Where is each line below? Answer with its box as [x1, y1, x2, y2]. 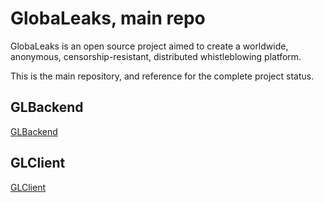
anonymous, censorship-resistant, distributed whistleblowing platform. [10, 50, 302, 62]
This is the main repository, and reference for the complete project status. [10, 70, 315, 82]
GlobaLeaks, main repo [10, 7, 206, 30]
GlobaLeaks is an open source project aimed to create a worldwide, [10, 40, 289, 52]
